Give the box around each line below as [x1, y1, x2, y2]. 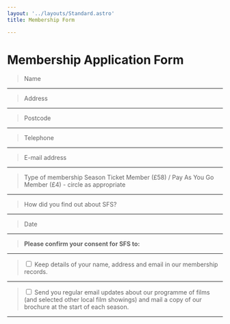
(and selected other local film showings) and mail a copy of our [23, 296, 202, 304]
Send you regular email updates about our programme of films [34, 288, 210, 297]
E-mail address [23, 154, 67, 162]
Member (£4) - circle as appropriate [23, 181, 126, 189]
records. [23, 268, 48, 276]
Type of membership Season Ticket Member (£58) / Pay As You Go [23, 173, 214, 182]
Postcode [23, 114, 51, 122]
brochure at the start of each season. [23, 303, 129, 311]
